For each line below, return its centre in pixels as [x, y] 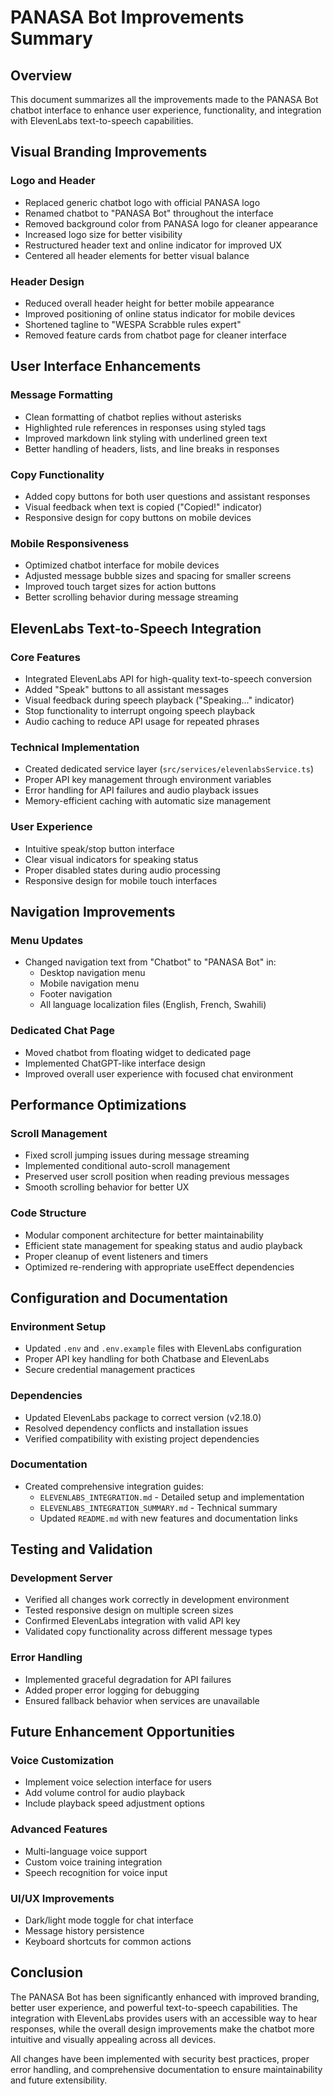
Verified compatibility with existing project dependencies [142, 1438]
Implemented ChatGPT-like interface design [115, 1063]
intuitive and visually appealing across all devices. [113, 2039]
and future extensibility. [59, 2080]
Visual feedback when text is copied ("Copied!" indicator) [143, 507]
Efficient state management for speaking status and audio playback [163, 1245]
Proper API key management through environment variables [148, 780]
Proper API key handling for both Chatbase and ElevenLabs [147, 1359]
